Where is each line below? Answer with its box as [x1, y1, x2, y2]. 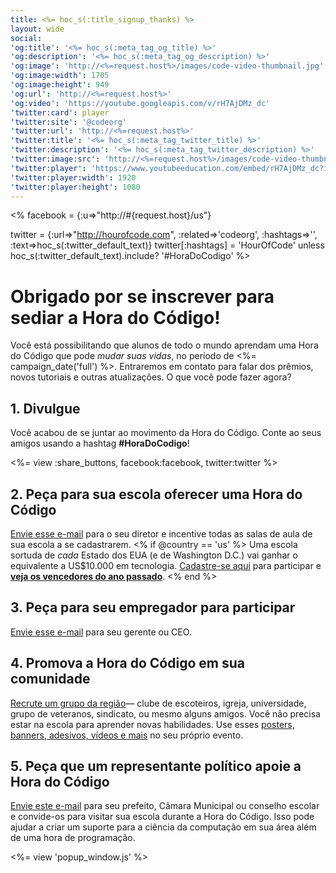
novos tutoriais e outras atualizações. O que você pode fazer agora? [10, 371, 292, 383]
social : [10, 33, 43, 43]
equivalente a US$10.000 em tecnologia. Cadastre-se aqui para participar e [10, 559, 322, 571]
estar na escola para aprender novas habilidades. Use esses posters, [10, 718, 295, 730]
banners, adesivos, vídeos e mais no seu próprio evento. [10, 729, 244, 741]
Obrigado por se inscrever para [10, 285, 275, 308]
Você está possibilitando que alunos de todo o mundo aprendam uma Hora [10, 339, 319, 351]
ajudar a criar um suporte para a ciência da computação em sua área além [10, 821, 317, 833]
